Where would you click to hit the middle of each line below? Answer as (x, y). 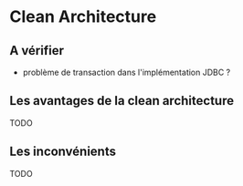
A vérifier (37, 51)
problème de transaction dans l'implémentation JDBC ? (127, 72)
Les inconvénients (63, 152)
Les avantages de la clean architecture (122, 101)
